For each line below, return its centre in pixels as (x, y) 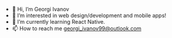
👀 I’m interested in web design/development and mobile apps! (89, 15)
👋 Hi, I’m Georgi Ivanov (41, 9)
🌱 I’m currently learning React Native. (58, 22)
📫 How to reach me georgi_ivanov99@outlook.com (77, 28)
